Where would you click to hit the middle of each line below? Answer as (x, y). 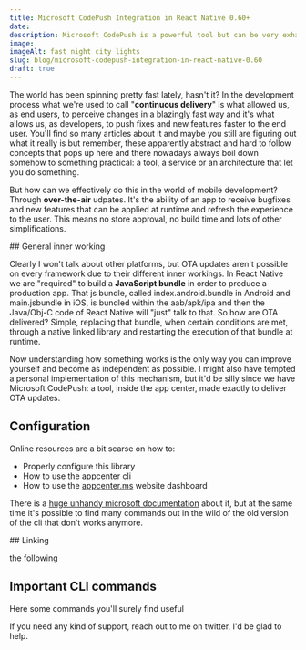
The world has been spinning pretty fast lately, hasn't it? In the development (152, 94)
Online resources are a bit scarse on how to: (92, 449)
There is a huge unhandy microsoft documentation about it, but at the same (151, 503)
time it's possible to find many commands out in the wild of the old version (149, 512)
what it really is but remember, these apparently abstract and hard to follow (150, 143)
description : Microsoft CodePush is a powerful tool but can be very (144, 35)
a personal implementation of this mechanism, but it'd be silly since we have (153, 378)
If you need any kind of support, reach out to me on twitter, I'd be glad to (146, 626)
